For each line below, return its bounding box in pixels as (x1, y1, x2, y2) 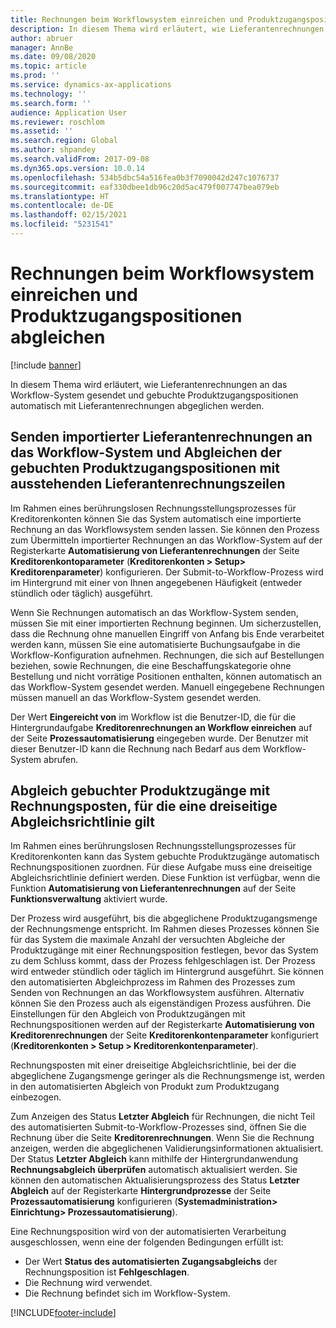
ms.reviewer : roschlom (10, 117, 105, 127)
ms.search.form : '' (10, 98, 92, 108)
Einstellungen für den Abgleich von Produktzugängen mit (10, 1008, 246, 1020)
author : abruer (10, 33, 74, 43)
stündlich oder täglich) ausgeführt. (10, 587, 153, 599)
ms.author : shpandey (10, 145, 97, 155)
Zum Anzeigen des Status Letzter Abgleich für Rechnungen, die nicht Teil (10, 1111, 315, 1123)
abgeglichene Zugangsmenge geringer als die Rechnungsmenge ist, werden (10, 1070, 326, 1082)
